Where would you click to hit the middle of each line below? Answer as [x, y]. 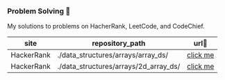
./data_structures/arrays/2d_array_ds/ [119, 67]
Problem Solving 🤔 [39, 11]
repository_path [119, 43]
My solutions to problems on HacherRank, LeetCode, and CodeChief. [106, 26]
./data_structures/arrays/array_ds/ [113, 55]
